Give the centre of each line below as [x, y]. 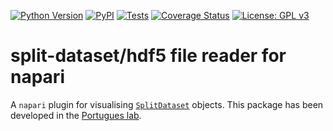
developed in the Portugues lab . [76, 115]
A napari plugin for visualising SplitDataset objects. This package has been [167, 104]
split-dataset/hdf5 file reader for [148, 56]
